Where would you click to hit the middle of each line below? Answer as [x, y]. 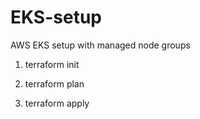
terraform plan [54, 83]
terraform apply [57, 103]
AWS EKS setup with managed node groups [100, 45]
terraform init [52, 64]
